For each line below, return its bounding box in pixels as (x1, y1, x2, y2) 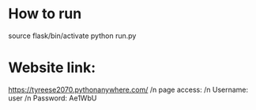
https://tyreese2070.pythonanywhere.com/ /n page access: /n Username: (8, 85, 249, 94)
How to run (8, 5, 82, 23)
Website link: (8, 59, 96, 77)
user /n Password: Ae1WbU (8, 93, 97, 103)
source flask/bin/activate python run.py (8, 31, 137, 40)
